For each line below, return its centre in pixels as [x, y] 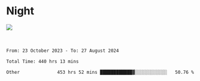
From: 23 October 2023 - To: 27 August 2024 [63, 51]
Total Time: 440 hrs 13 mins [43, 61]
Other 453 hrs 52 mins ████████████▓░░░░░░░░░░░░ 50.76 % [100, 72]
